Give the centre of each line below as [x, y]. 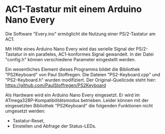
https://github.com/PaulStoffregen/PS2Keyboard [56, 85]
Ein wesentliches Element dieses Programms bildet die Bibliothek [73, 69]
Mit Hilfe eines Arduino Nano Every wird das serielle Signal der [70, 49]
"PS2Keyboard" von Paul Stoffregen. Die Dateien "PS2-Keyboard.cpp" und [83, 74]
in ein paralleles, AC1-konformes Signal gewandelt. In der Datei [89, 54]
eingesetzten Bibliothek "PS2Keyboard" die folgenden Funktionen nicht [79, 105]
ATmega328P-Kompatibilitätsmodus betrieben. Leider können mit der [77, 100]
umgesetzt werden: [25, 111]
